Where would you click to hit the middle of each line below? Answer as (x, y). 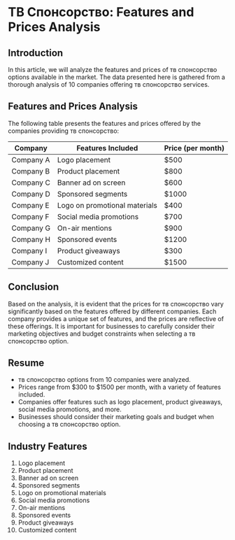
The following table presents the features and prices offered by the (105, 123)
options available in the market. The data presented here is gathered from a (117, 77)
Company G (31, 228)
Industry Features (48, 446)
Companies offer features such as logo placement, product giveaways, (120, 402)
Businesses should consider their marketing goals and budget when (116, 417)
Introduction (36, 53)
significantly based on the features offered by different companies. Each (112, 311)
